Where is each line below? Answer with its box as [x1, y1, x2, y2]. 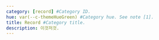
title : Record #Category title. [6, 19, 85, 25]
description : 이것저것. [6, 25, 59, 31]
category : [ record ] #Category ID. [6, 8, 91, 15]
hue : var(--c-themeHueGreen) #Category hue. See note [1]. [6, 14, 154, 20]
